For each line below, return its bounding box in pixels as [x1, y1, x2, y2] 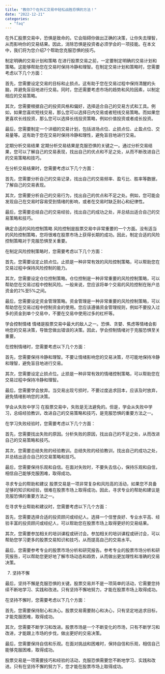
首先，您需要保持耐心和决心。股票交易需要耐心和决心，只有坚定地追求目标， [5, 608, 160, 613]
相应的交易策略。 [5, 93, 40, 99]
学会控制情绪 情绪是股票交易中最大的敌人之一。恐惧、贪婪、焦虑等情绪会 [5, 321, 153, 327]
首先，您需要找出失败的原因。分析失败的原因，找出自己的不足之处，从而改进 [5, 431, 160, 437]
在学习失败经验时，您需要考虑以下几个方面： [5, 421, 96, 427]
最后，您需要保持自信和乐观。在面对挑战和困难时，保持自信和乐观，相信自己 [5, 641, 160, 647]
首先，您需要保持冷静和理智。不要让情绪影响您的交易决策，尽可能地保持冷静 [5, 354, 160, 360]
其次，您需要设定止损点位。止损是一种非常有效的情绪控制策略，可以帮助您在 [5, 371, 160, 377]
